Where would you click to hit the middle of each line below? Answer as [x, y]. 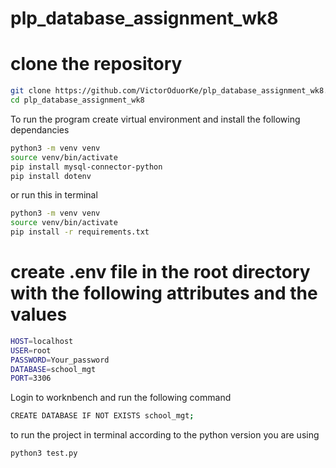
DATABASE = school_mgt [53, 369]
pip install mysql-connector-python [86, 167]
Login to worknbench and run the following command [121, 398]
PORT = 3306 [31, 378]
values [39, 314]
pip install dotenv [51, 176]
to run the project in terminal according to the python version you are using [165, 435]
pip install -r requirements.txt [80, 232]
